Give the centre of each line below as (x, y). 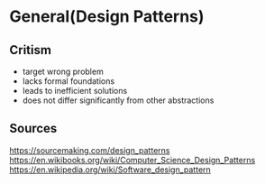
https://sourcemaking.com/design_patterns (90, 150)
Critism (31, 50)
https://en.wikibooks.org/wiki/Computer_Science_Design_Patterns (132, 160)
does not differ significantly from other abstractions (118, 100)
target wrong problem (63, 71)
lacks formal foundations (69, 81)
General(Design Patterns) (107, 17)
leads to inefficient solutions (75, 91)
